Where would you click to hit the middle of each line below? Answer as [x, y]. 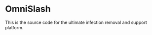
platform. [14, 27]
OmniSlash [28, 9]
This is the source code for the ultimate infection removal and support [76, 22]
